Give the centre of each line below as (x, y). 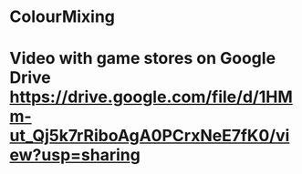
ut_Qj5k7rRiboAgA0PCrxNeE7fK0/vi (150, 136)
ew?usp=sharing (75, 155)
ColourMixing (62, 17)
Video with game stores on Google (143, 59)
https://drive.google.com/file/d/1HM (151, 97)
